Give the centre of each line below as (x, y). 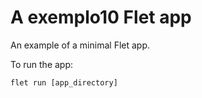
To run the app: (42, 64)
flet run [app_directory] (64, 82)
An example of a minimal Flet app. (80, 45)
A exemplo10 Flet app (101, 17)
